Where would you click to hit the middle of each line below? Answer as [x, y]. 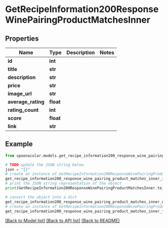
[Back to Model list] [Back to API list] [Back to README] [62, 221]
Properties [22, 38]
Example [19, 144]
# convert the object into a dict [41, 197]
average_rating [26, 102]
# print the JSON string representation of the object [63, 184]
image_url [20, 94]
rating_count [23, 110]
